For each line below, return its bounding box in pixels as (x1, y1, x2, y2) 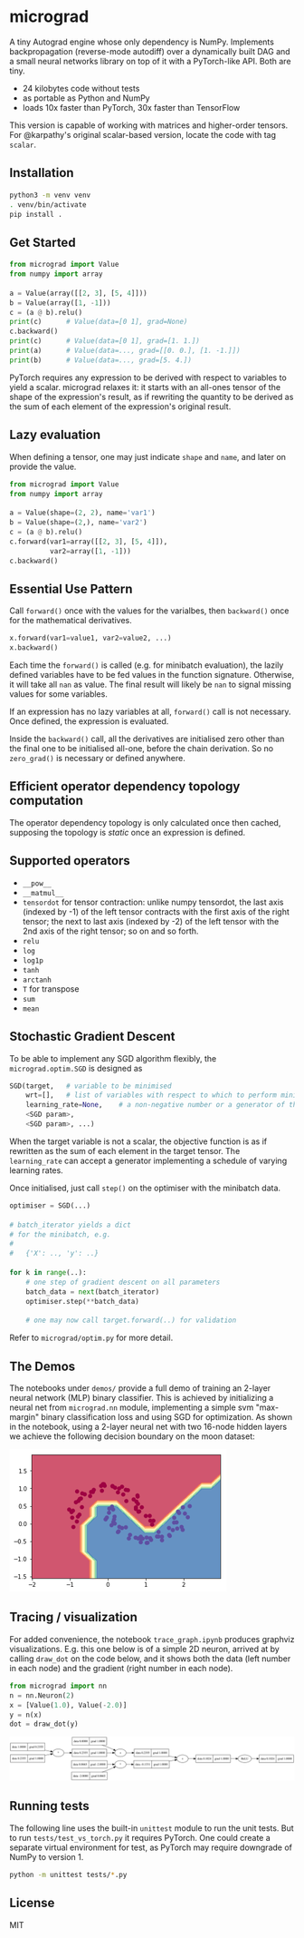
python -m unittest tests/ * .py (9, 1870, 128, 1879)
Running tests (9, 1798, 90, 1814)
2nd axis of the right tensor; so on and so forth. (22, 925, 199, 936)
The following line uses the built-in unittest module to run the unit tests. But (9, 1822, 294, 1834)
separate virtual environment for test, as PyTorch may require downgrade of (9, 1842, 292, 1853)
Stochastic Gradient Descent (9, 1029, 176, 1044)
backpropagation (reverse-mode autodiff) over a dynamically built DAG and (9, 45, 291, 56)
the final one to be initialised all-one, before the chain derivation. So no (9, 743, 274, 754)
